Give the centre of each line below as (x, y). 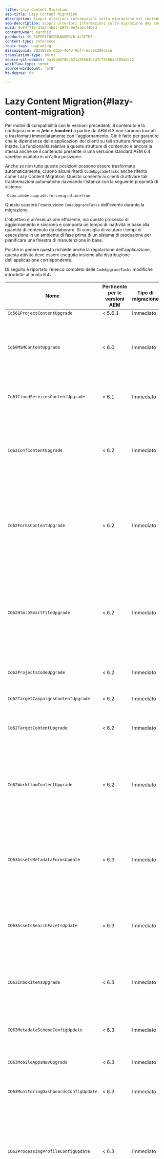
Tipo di (145, 292)
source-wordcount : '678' (30, 69)
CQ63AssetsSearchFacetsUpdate (43, 925)
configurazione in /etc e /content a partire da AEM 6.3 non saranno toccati (81, 130)
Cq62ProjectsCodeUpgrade (36, 672)
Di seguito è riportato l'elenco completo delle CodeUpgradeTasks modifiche (79, 269)
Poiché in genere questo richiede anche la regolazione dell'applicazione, (78, 249)
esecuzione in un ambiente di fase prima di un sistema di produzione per (78, 235)
